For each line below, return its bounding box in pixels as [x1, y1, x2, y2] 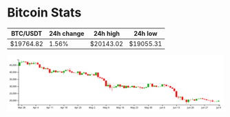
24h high [93, 30, 121, 38]
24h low [133, 30, 158, 38]
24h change [49, 30, 85, 38]
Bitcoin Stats [7, 5, 82, 21]
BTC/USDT [11, 30, 43, 38]
